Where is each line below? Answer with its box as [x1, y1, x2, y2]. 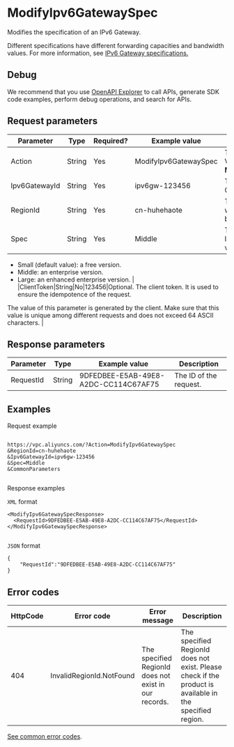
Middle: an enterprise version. [17, 268, 104, 276]
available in [180, 688, 218, 698]
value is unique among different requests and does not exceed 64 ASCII [7, 311, 214, 319]
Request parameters [7, 115, 98, 127]
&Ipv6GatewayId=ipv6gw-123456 [7, 454, 95, 461]
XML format [7, 498, 38, 506]
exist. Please [180, 662, 223, 672]
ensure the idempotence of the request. [17, 290, 132, 298]
